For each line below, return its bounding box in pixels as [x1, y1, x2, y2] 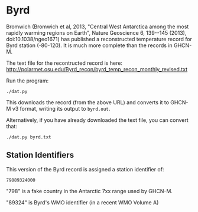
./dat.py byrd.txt [6, 134, 51, 140]
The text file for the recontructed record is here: [6, 59, 123, 67]
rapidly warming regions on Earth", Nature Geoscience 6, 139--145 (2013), [6, 29, 187, 36]
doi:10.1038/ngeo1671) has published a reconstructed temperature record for [6, 35, 192, 42]
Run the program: [6, 77, 49, 84]
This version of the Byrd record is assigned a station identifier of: [6, 165, 164, 173]
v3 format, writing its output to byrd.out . [12, 105, 111, 112]
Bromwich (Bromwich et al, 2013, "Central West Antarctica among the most [6, 23, 189, 30]
